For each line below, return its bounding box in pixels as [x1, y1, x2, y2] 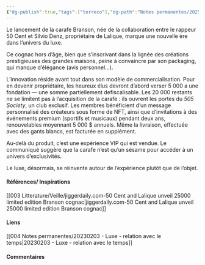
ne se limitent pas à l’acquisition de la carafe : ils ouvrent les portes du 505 [6, 95, 194, 102]
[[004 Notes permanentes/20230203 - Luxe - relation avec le [6, 233, 162, 240]
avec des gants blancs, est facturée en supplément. [6, 127, 137, 135]
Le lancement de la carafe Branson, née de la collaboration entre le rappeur [6, 26, 196, 33]
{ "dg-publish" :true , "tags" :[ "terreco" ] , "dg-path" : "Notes [6, 9, 154, 15]
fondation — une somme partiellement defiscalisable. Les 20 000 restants [6, 88, 192, 95]
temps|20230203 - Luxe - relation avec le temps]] [6, 239, 133, 247]
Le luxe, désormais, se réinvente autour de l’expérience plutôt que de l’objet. [6, 164, 198, 171]
